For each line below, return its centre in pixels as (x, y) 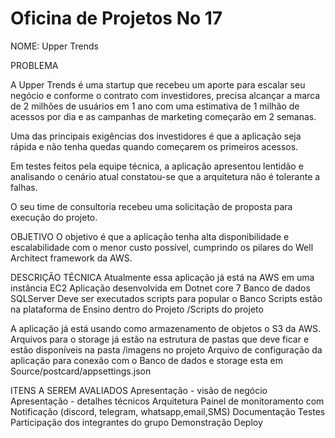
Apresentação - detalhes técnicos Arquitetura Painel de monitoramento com (167, 401)
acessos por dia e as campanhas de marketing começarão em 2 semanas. (163, 116)
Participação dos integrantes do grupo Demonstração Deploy (136, 422)
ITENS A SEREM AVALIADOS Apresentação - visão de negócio (139, 390)
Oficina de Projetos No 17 (116, 18)
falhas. (24, 187)
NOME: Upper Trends (54, 46)
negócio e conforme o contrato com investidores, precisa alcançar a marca (165, 95)
